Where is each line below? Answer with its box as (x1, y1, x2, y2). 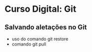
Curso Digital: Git (4, 3, 77, 15)
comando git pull (11, 41, 46, 47)
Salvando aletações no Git (4, 23, 87, 31)
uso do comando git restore (11, 36, 69, 42)
